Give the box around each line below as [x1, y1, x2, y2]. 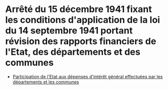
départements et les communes [12, 79, 80, 85]
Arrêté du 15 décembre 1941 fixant [5, 4, 152, 15]
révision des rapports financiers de [5, 36, 156, 47]
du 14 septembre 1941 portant [5, 25, 133, 36]
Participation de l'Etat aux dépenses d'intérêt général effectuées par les [12, 73, 163, 79]
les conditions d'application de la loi [5, 14, 160, 26]
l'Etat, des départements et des [5, 46, 141, 58]
